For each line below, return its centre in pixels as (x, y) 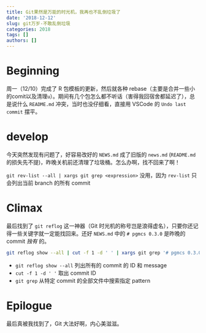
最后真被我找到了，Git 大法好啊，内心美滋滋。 (64, 323)
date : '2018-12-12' (31, 18)
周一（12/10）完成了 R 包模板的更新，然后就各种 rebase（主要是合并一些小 (101, 88)
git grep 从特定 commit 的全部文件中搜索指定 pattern (83, 280)
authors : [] (21, 40)
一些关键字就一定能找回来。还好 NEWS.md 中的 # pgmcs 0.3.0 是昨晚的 (98, 233)
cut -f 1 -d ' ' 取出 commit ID (55, 273)
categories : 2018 (29, 29)
